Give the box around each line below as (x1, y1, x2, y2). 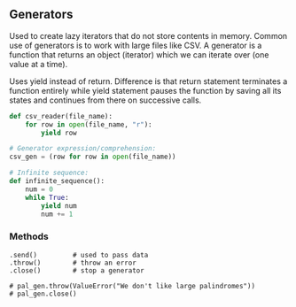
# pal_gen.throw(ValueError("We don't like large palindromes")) (9, 281, 255, 290)
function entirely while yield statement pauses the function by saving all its (9, 85, 282, 96)
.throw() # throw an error (9, 258, 137, 267)
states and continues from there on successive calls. (9, 95, 202, 105)
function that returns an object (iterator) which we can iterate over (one (9, 49, 269, 60)
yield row (41, 128, 77, 137)
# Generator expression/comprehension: (9, 144, 157, 153)
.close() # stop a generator (9, 265, 144, 275)
